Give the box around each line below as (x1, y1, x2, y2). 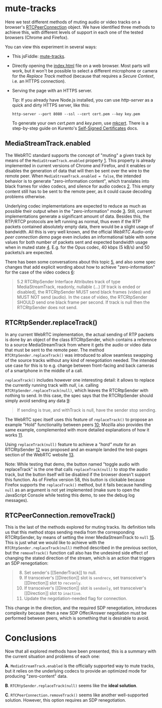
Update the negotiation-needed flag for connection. (24, 596, 127, 602)
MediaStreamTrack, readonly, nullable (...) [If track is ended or (16, 284, 141, 290)
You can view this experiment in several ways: (5, 44, 97, 50)
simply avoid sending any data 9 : (5, 397, 71, 403)
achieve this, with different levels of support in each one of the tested (5, 29, 144, 35)
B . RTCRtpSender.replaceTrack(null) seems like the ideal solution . (5, 683, 138, 689)
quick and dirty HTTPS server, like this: (12, 102, 90, 108)
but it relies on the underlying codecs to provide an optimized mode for (5, 668, 147, 674)
